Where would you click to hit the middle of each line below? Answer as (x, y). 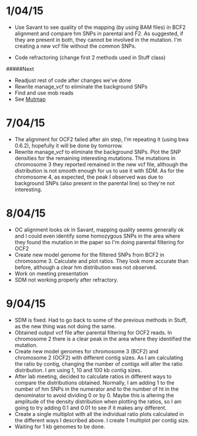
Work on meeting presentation (51, 273)
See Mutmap (30, 99)
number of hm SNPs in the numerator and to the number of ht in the (97, 389)
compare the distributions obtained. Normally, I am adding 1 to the (94, 382)
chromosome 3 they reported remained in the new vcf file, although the (101, 164)
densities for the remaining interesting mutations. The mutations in (95, 158)
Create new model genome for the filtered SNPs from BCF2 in (89, 254)
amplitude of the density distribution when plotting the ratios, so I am (98, 401)
